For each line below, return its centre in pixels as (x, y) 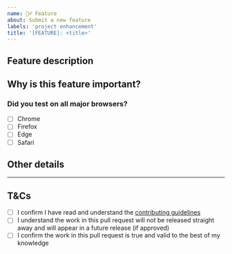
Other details (36, 164)
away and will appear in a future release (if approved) (93, 228)
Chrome (29, 119)
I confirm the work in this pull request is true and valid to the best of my (119, 235)
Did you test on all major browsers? (67, 104)
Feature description (50, 60)
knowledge (33, 243)
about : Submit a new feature (49, 20)
